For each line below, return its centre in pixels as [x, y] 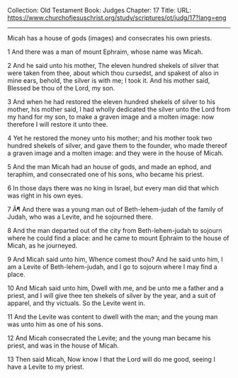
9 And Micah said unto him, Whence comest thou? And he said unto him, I [115, 259]
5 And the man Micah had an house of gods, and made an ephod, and [109, 167]
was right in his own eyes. [45, 195]
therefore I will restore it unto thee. [58, 124]
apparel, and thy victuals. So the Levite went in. [76, 303]
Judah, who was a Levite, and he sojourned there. [80, 217]
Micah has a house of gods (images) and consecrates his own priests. [110, 38]
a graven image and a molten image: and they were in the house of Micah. [115, 153]
